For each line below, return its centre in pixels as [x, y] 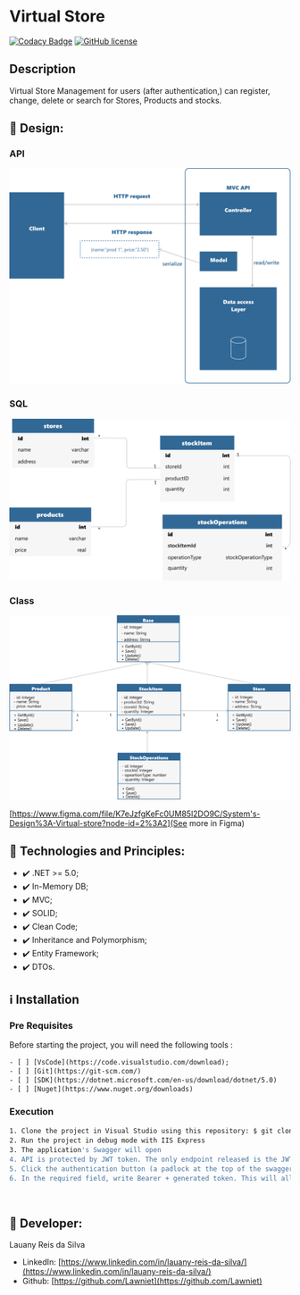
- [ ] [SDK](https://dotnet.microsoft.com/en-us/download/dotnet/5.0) [143, 1081]
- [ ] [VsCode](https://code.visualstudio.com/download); [119, 1063]
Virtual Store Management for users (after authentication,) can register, [140, 90]
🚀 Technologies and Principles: [97, 851]
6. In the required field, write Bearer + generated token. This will [143, 1178]
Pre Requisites [42, 1025]
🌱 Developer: [46, 1224]
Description [42, 69]
